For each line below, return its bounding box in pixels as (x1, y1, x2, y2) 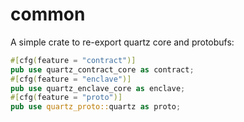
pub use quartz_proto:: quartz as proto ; (10, 102, 182, 112)
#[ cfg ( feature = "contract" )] (10, 55, 137, 65)
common (10, 3, 86, 26)
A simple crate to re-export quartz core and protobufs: (10, 36, 235, 48)
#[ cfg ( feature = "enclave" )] (10, 74, 132, 84)
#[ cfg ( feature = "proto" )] (10, 93, 123, 103)
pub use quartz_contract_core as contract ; (10, 64, 195, 75)
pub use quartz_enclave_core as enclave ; (10, 83, 186, 93)
